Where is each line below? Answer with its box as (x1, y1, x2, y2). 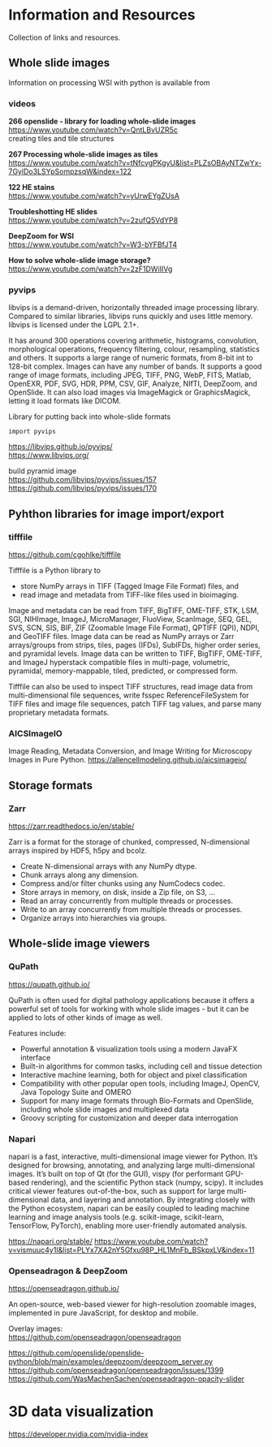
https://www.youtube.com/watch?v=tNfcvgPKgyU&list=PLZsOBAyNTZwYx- (8, 158, 262, 168)
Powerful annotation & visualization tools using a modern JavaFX (19, 1043, 238, 1053)
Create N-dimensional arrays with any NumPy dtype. (19, 862, 197, 871)
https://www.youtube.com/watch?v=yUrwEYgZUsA (8, 191, 180, 201)
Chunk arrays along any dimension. (19, 870, 140, 880)
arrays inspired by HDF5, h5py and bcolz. (8, 846, 148, 856)
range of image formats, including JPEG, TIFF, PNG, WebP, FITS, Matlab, (8, 370, 252, 380)
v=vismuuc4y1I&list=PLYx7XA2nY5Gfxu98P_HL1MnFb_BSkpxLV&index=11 (8, 1245, 255, 1255)
